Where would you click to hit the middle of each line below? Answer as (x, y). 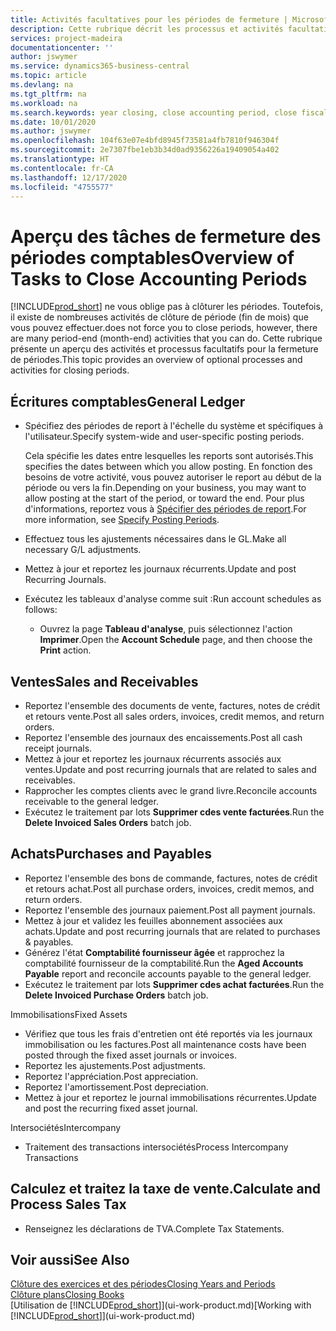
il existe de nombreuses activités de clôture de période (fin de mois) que (159, 317)
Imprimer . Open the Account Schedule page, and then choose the (176, 640)
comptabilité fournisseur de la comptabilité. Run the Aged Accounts (164, 963)
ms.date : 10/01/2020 (53, 122)
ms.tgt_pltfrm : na (48, 94)
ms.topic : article (48, 76)
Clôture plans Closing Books (67, 1295)
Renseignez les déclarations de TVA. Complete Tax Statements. (154, 1228)
